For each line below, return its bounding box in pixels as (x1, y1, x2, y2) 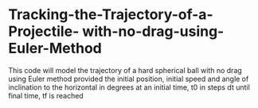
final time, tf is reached (8, 91, 84, 100)
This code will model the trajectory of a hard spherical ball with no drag (8, 65, 243, 75)
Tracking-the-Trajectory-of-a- (8, 6, 213, 24)
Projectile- (8, 22, 80, 40)
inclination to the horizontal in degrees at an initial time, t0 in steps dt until (8, 82, 251, 92)
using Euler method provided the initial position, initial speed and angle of (8, 74, 249, 83)
